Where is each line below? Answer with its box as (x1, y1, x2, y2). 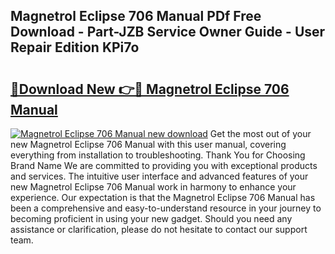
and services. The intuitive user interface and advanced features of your (10, 170, 309, 182)
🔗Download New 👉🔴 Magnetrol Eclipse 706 (10, 80, 290, 98)
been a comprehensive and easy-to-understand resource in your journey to (10, 202, 322, 214)
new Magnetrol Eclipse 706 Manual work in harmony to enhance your (10, 181, 297, 193)
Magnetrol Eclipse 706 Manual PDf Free (10, 8, 262, 25)
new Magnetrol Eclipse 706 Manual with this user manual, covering (10, 139, 287, 150)
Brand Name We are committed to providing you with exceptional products (10, 160, 318, 171)
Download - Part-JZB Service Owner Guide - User (10, 24, 326, 41)
